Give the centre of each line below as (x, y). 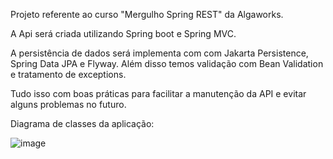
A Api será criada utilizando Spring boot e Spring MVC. (123, 33)
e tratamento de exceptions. (68, 74)
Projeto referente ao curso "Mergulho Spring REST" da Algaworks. (147, 14)
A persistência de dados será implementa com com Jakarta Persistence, (159, 53)
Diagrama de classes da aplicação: (82, 123)
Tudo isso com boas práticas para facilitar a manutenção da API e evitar (158, 93)
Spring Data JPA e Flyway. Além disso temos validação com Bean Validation (167, 63)
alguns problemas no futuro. (68, 104)
